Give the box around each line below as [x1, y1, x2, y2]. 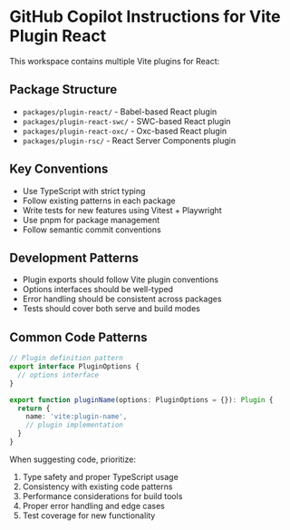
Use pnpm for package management [22, 214, 160, 225]
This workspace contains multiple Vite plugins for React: [9, 55, 220, 66]
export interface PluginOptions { [9, 362, 140, 371]
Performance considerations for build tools [22, 490, 183, 501]
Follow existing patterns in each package [22, 195, 176, 206]
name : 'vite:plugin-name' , [25, 412, 128, 421]
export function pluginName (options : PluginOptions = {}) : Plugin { [9, 395, 274, 405]
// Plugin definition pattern [9, 354, 124, 363]
